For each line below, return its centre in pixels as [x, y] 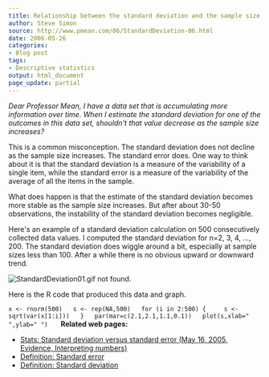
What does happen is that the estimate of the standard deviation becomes [131, 197]
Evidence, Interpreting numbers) [73, 348]
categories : [28, 46]
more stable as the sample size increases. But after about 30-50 [114, 205]
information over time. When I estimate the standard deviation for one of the [134, 114]
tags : [17, 61]
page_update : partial [45, 83]
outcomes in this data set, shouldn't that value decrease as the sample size [134, 123]
